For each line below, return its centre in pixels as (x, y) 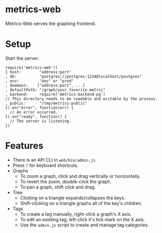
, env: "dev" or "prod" (39, 81)
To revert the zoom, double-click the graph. (66, 182)
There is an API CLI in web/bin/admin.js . (55, 160)
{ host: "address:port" (38, 72)
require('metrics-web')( (31, 67)
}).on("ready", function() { (36, 116)
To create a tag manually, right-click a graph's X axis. (76, 214)
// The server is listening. (41, 121)
